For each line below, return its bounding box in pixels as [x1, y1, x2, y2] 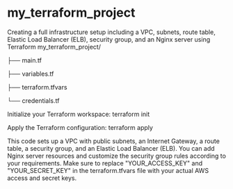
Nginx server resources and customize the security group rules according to [7, 151, 226, 160]
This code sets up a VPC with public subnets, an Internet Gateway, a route [7, 137, 220, 145]
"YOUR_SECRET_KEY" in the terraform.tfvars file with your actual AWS [7, 166, 209, 174]
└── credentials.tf [7, 96, 60, 105]
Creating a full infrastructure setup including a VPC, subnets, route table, [7, 28, 216, 36]
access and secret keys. [7, 174, 77, 182]
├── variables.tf [7, 69, 54, 78]
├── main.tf [7, 56, 42, 64]
